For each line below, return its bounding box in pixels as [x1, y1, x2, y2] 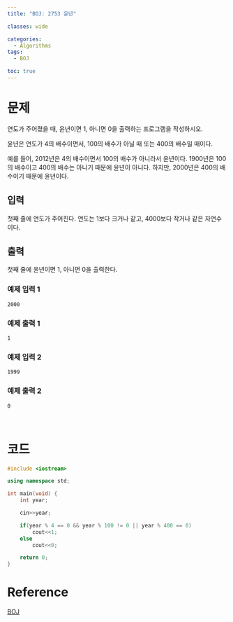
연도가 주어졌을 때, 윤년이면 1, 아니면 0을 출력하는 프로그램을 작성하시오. [7, 124, 204, 133]
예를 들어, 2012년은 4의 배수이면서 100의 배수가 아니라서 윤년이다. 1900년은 [7, 154, 215, 163]
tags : [7, 48, 23, 56]
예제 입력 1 [7, 284, 40, 294]
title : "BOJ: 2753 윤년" [7, 10, 77, 18]
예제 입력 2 [7, 352, 42, 361]
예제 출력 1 [7, 318, 40, 328]
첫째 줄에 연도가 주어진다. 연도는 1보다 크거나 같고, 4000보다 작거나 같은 [7, 214, 204, 223]
